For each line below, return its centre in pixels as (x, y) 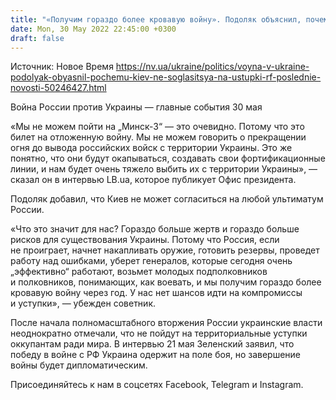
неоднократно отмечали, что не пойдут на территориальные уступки (159, 333)
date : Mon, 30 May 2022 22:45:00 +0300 (93, 29)
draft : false (37, 38)
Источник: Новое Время (62, 67)
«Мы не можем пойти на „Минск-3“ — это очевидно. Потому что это (157, 127)
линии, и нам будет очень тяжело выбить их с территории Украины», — (164, 169)
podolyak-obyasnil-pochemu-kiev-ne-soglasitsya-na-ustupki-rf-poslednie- (166, 77)
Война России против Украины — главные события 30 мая (136, 107)
